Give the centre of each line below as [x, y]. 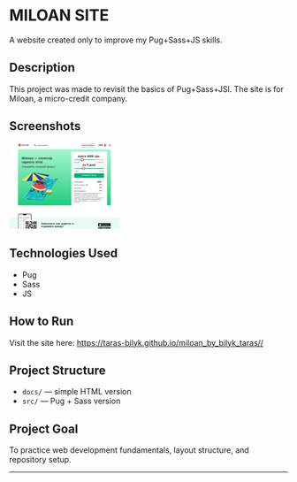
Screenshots [45, 126]
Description [42, 68]
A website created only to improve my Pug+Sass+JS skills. [116, 40]
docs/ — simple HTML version [76, 392]
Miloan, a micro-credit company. [69, 98]
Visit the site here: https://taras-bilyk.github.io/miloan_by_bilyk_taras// [136, 342]
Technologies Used [63, 253]
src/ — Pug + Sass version [71, 401]
